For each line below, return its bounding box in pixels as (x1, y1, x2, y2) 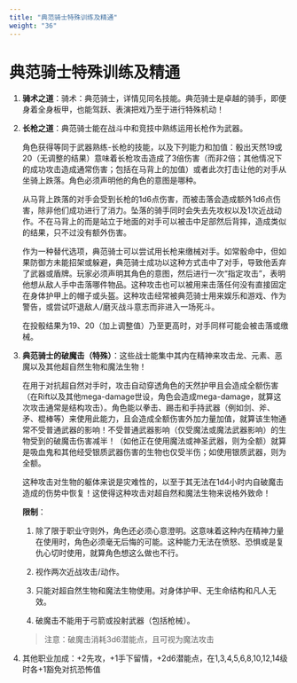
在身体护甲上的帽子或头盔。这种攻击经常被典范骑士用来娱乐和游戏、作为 (21, 290, 286, 302)
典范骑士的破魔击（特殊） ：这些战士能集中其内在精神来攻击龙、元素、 (21, 350, 275, 361)
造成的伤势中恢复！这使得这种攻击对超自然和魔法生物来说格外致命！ (21, 488, 271, 499)
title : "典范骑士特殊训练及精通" (9, 12, 118, 22)
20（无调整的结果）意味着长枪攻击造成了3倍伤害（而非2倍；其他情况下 (21, 153, 283, 164)
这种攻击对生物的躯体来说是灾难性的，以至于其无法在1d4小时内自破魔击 (21, 476, 285, 488)
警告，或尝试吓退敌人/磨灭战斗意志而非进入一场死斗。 (21, 302, 220, 312)
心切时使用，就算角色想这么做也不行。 (43, 547, 184, 559)
